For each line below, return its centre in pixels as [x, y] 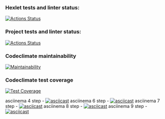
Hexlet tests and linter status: [42, 8]
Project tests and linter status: [43, 32]
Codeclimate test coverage [39, 80]
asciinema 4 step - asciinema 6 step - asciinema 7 [82, 101]
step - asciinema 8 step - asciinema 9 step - [76, 106]
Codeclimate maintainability [41, 56]
